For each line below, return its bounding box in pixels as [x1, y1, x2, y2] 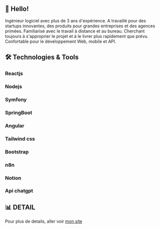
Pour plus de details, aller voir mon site [5, 218, 83, 224]
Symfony [5, 96, 27, 103]
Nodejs [5, 83, 23, 90]
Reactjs [5, 70, 23, 77]
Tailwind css [5, 135, 35, 142]
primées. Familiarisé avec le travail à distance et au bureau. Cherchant [5, 28, 145, 34]
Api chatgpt [5, 188, 33, 194]
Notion [5, 175, 22, 181]
